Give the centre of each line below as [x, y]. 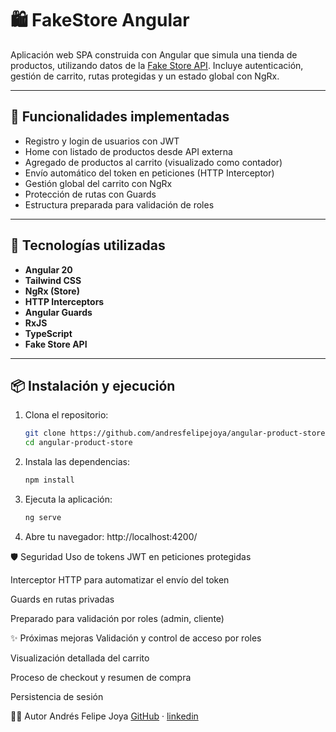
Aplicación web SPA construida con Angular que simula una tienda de [154, 54]
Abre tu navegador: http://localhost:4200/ [111, 536]
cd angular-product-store [78, 443]
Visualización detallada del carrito [80, 658]
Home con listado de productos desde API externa [128, 151]
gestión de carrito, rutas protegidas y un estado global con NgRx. [145, 76]
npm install [49, 480]
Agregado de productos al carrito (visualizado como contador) [153, 162]
